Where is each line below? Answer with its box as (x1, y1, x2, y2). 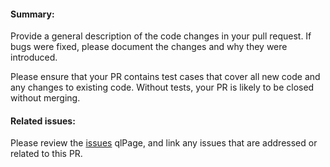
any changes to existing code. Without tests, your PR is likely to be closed (10, 81, 315, 94)
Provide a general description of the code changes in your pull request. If (10, 30, 312, 42)
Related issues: (10, 115, 76, 127)
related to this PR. (10, 148, 83, 160)
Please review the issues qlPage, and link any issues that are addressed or (10, 137, 318, 149)
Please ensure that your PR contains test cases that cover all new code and (10, 71, 321, 83)
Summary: (10, 8, 55, 20)
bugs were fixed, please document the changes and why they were (10, 41, 288, 53)
